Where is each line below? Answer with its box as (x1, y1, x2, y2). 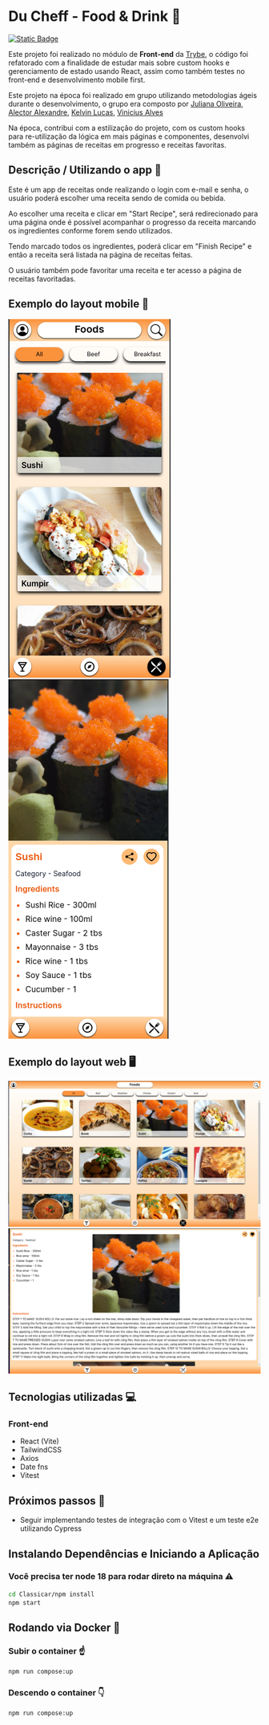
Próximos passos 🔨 (8, 1494, 106, 1508)
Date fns (19, 1462, 49, 1471)
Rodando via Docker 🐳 (8, 1621, 121, 1634)
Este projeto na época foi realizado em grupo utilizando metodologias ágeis (8, 90, 258, 99)
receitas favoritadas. (8, 274, 76, 283)
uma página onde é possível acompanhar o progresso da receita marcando (8, 217, 256, 227)
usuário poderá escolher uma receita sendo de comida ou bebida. (8, 193, 226, 203)
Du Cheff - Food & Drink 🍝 (8, 7, 182, 26)
